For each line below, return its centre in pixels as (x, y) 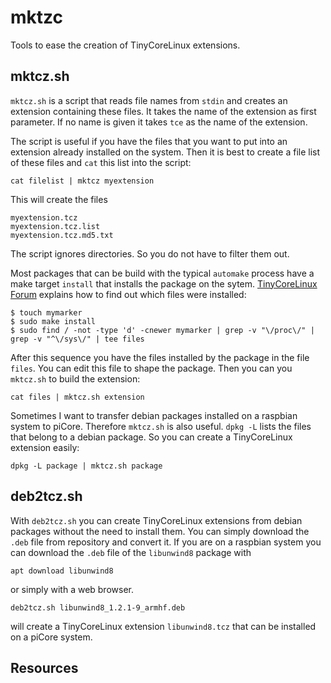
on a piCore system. (51, 637)
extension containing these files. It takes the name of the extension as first (163, 111)
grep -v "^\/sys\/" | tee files (77, 339)
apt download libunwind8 (62, 571)
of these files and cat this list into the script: (101, 162)
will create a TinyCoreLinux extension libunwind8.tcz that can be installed (163, 626)
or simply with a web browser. (72, 589)
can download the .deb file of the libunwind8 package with (131, 552)
